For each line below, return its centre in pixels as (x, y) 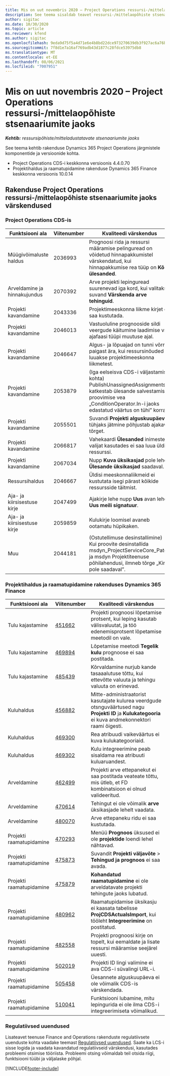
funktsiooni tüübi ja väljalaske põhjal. (44, 1059)
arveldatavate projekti (117, 887)
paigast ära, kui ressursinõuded (126, 351)
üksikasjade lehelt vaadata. (123, 810)
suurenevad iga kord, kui (118, 288)
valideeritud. (105, 795)
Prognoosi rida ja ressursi (119, 242)
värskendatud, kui (110, 261)
